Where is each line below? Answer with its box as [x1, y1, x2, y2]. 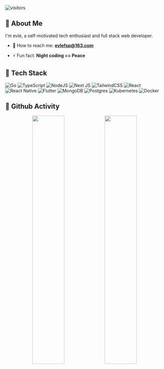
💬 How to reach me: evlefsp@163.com [12, 42, 94, 48]
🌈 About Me [5, 19, 43, 28]
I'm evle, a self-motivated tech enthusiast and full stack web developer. [5, 33, 153, 39]
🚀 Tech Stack [5, 69, 47, 77]
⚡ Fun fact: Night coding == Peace [12, 52, 86, 58]
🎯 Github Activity [5, 102, 60, 111]
